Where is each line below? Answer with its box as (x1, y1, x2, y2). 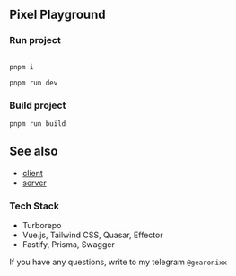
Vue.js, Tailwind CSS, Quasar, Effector (22, 229, 163, 241)
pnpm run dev (9, 78, 58, 87)
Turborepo (22, 220, 62, 231)
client (22, 167, 43, 178)
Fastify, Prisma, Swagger (22, 239, 115, 250)
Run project (9, 34, 61, 47)
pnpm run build (9, 119, 66, 129)
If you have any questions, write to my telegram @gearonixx (9, 256, 227, 268)
